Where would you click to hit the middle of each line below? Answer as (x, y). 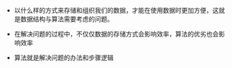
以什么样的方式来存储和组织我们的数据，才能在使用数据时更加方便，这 (116, 10)
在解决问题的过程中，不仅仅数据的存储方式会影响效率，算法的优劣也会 (116, 34)
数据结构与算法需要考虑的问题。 (67, 19)
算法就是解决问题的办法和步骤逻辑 (64, 57)
